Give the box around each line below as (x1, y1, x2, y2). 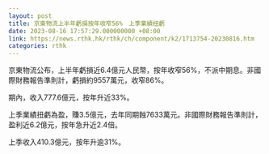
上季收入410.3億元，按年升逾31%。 (8, 137, 126, 147)
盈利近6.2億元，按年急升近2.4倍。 (8, 120, 123, 130)
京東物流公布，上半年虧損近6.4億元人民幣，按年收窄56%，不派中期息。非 (8, 66, 254, 75)
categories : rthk (8, 42, 67, 50)
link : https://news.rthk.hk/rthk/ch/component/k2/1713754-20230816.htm (8, 34, 254, 43)
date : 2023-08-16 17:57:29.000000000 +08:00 (8, 27, 161, 35)
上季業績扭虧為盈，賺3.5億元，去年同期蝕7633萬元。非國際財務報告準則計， (8, 110, 263, 120)
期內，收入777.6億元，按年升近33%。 (8, 92, 134, 102)
